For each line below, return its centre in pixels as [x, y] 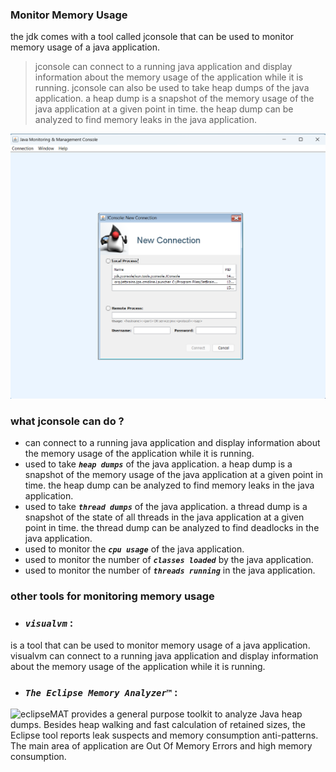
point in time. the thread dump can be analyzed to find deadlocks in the [172, 528]
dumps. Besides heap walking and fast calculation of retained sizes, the [158, 724]
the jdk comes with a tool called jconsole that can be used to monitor [152, 37]
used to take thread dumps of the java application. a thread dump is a [166, 507]
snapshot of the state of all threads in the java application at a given [164, 517]
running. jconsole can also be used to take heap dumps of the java [172, 88]
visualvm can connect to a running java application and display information [164, 655]
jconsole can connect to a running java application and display [163, 67]
